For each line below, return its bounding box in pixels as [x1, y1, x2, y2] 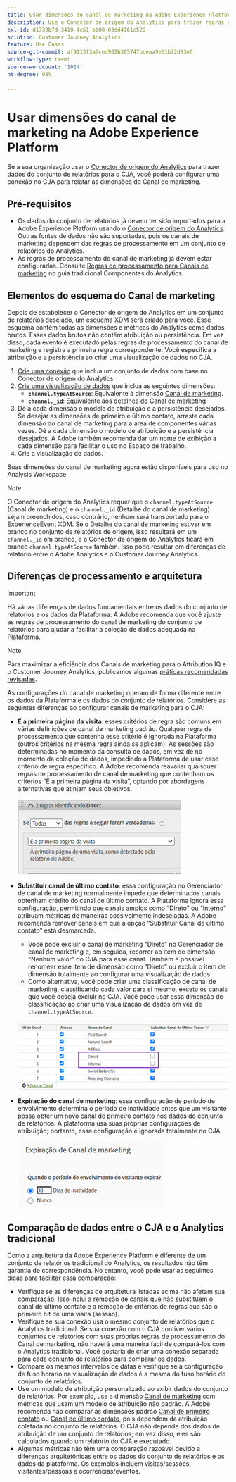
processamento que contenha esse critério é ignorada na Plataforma [17, 732, 217, 740]
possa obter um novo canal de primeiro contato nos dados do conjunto [17, 1111, 223, 1120]
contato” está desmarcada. [17, 926, 96, 935]
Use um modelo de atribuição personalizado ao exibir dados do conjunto [17, 1384, 228, 1393]
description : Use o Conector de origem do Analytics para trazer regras [7, 18, 225, 26]
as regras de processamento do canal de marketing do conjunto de [7, 617, 202, 626]
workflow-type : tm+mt [7, 56, 71, 63]
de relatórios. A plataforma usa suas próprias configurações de [17, 1119, 201, 1128]
